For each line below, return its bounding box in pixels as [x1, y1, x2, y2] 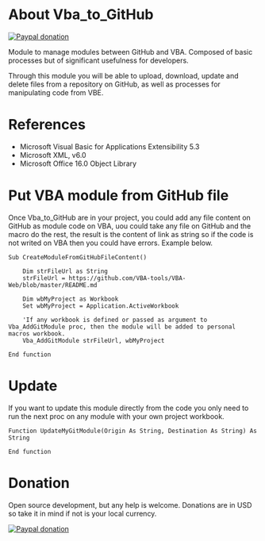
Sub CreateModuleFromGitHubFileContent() [8, 253, 148, 261]
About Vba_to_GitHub [8, 6, 154, 24]
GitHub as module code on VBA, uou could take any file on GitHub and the [8, 221, 252, 231]
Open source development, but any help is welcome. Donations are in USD [8, 500, 252, 509]
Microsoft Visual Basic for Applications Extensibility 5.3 [19, 141, 200, 152]
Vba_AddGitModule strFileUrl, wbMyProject [22, 336, 165, 344]
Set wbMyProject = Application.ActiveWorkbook [22, 301, 179, 310]
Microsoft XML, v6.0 [19, 150, 86, 159]
